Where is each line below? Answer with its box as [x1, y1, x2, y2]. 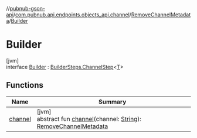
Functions [6, 80, 44, 90]
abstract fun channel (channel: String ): [36, 115, 142, 123]
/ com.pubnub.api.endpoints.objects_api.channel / [13, 11, 132, 18]
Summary [98, 98, 127, 106]
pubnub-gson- [9, 5, 46, 12]
